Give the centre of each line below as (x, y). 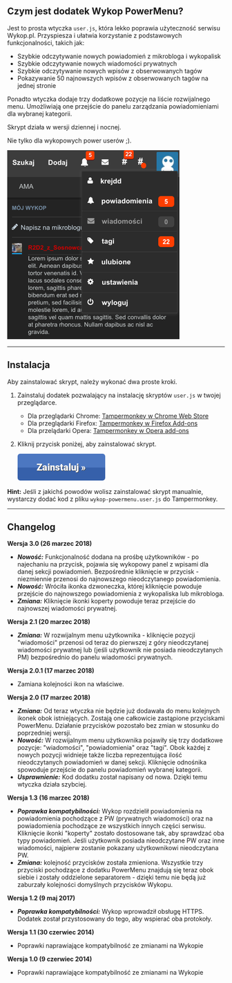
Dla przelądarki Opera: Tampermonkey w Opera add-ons (108, 430)
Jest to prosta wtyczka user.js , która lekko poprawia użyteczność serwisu (114, 28)
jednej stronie (37, 85)
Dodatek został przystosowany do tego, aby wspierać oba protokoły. (115, 919)
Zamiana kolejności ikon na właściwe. (70, 684)
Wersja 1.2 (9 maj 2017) (41, 898)
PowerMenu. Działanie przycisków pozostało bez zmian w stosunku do (118, 726)
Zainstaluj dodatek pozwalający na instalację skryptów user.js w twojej (119, 395)
